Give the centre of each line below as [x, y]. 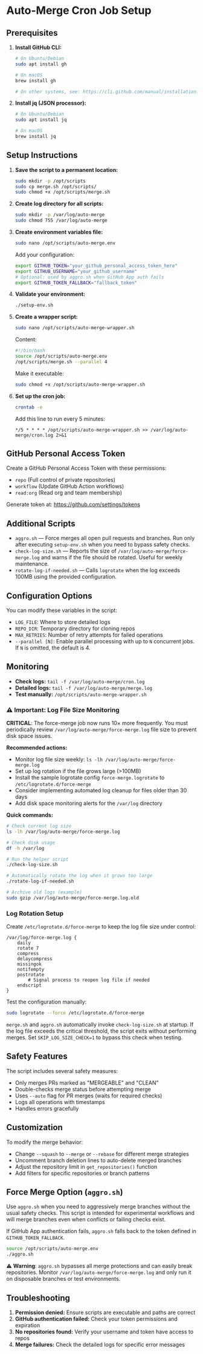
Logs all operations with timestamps [60, 1102]
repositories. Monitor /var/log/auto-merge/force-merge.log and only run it [99, 1272]
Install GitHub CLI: [38, 47]
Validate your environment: [50, 294]
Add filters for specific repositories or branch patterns [82, 1173]
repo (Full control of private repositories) [65, 480]
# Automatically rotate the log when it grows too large [79, 876]
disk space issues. [29, 736]
